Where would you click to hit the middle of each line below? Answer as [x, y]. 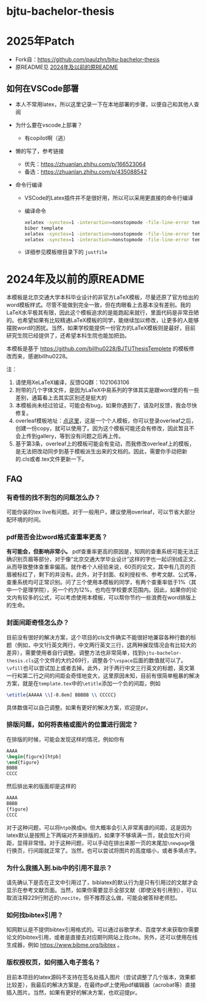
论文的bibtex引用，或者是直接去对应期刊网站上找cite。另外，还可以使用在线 [102, 938]
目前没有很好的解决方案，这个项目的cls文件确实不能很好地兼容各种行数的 [99, 637]
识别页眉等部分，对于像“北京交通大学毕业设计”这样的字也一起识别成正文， [105, 559]
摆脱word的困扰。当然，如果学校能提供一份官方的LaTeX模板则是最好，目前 [101, 328]
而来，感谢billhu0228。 [41, 356]
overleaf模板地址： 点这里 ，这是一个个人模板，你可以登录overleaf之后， [106, 421]
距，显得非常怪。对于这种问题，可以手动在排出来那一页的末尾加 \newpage [98, 842]
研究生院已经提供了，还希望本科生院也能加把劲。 [68, 336]
